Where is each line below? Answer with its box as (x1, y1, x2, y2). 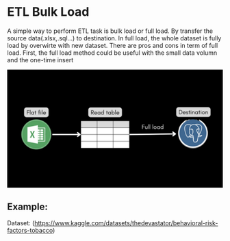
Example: (7, 201, 48, 212)
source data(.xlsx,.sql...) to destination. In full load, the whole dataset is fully (7, 34, 222, 42)
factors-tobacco (7, 227, 53, 235)
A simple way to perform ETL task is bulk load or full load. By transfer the (7, 27, 214, 35)
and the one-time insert (7, 55, 74, 64)
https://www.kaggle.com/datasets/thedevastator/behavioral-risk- (34, 219, 218, 227)
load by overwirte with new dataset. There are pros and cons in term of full (7, 41, 218, 49)
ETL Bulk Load (7, 4, 90, 20)
